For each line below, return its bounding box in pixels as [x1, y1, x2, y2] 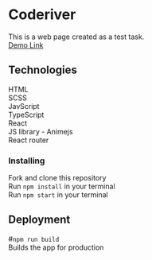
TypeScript [8, 110, 45, 119]
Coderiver [8, 6, 76, 24]
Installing [8, 155, 45, 166]
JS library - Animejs [8, 126, 73, 136]
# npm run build [8, 234, 60, 243]
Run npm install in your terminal [8, 181, 115, 192]
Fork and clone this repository [8, 173, 107, 183]
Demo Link [8, 40, 44, 49]
